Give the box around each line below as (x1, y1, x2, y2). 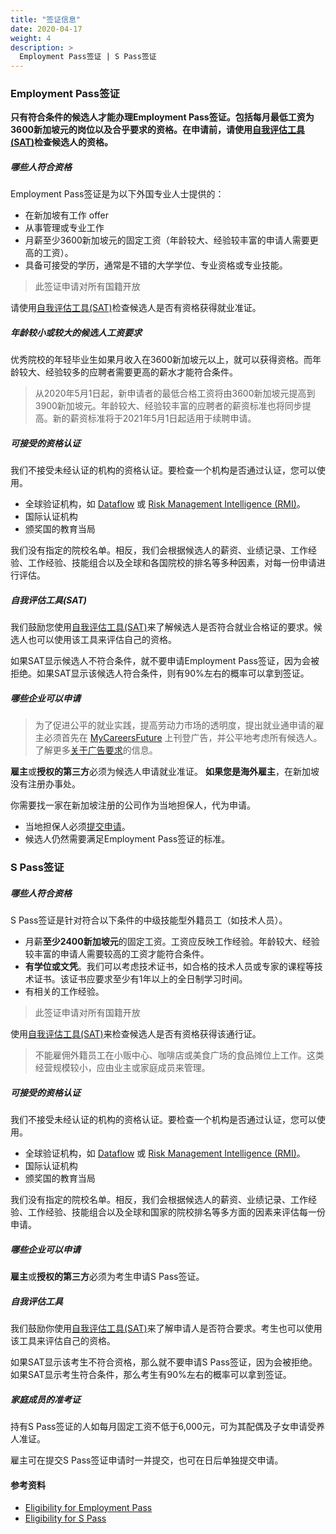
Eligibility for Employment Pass (24, 1502, 153, 1514)
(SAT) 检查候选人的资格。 (10, 136, 114, 148)
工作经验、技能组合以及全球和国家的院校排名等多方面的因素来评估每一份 (27, 1206, 326, 1218)
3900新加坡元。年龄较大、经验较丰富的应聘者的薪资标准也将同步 (34, 400, 303, 412)
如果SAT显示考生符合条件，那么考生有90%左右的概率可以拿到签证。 (10, 1369, 292, 1381)
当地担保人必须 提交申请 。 (24, 821, 131, 833)
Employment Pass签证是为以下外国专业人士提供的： (10, 188, 225, 200)
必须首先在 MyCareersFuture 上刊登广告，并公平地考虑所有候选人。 (43, 732, 323, 744)
